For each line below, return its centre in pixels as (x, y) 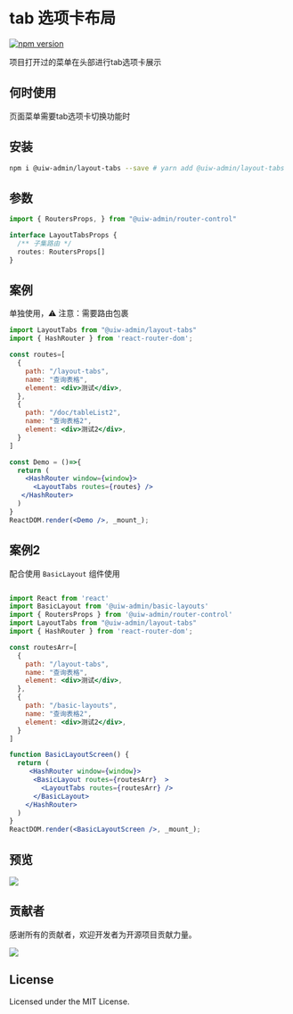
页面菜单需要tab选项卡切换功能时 (70, 116)
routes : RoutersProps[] (61, 252)
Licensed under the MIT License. (69, 1002)
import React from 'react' (59, 598)
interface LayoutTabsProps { (63, 236)
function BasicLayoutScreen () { (69, 755)
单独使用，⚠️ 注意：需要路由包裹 (69, 313)
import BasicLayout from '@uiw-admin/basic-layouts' (109, 607)
